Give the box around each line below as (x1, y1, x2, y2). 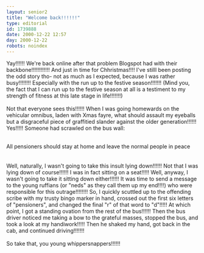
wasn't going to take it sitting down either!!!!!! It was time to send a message (6, 175, 197, 182)
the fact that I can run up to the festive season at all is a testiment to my (6, 85, 186, 93)
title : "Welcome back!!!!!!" (6, 15, 80, 21)
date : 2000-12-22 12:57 (6, 32, 67, 38)
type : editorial (6, 20, 47, 26)
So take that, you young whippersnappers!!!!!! (6, 240, 121, 247)
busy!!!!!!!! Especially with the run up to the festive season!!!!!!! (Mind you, (6, 79, 190, 86)
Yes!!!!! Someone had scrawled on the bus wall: (6, 124, 125, 132)
